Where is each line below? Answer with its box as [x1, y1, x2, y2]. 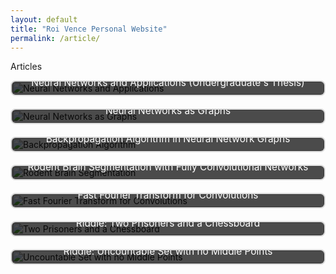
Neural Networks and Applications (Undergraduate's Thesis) [31, 76, 305, 90]
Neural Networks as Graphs [104, 104, 232, 118]
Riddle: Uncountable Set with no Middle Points [63, 245, 273, 258]
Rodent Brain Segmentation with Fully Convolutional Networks [27, 161, 309, 174]
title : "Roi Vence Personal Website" [10, 24, 168, 34]
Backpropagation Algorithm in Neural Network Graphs [45, 132, 291, 146]
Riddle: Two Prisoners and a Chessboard [75, 217, 261, 230]
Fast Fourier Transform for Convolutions [77, 189, 259, 202]
